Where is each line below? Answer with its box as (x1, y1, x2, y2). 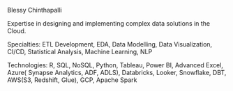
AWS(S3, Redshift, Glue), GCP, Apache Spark (7, 76, 137, 84)
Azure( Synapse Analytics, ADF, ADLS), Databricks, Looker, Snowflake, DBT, (7, 69, 227, 76)
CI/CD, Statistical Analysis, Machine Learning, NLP (7, 48, 153, 56)
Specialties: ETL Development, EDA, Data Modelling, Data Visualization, (7, 40, 213, 48)
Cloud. (7, 27, 27, 35)
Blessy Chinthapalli (7, 6, 62, 14)
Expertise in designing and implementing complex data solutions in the (7, 19, 211, 27)
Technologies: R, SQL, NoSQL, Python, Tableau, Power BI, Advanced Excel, (7, 61, 223, 69)
